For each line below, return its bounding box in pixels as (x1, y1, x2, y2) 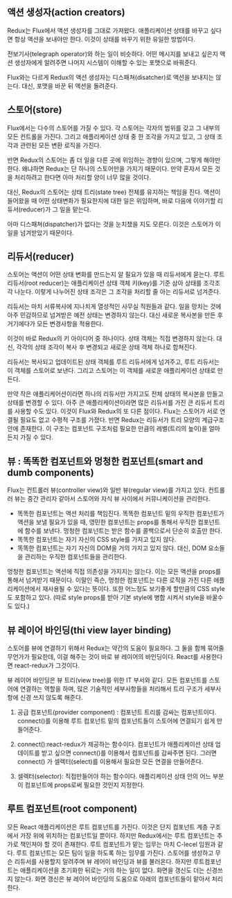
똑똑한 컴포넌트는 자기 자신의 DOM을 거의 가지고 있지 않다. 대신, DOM (17, 544, 207, 552)
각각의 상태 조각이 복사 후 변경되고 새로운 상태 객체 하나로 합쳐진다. (16, 343, 197, 351)
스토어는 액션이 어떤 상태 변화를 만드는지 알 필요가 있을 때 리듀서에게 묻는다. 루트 (7, 270, 225, 279)
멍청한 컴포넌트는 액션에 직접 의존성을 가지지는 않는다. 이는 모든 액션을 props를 (7, 567, 222, 576)
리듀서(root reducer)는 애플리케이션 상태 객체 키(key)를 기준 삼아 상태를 (7, 279, 202, 288)
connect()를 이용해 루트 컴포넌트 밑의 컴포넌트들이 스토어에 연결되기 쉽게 (17, 716, 215, 725)
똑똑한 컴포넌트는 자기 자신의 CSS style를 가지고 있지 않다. (17, 536, 177, 544)
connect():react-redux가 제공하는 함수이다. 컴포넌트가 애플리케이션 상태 (17, 740, 214, 748)
